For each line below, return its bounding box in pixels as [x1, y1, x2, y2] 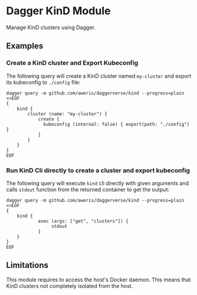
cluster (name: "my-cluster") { [27, 111, 108, 117]
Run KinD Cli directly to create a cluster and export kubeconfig [6, 166, 190, 175]
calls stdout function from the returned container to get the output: [6, 186, 170, 193]
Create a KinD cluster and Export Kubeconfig [6, 59, 138, 67]
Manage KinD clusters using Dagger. [6, 24, 96, 31]
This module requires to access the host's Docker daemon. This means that [6, 276, 191, 283]
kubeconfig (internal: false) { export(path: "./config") [43, 121, 190, 127]
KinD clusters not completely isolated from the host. [6, 282, 134, 289]
